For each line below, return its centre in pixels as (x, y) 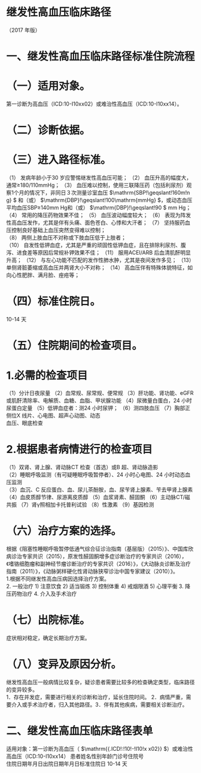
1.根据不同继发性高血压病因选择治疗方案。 (58, 579)
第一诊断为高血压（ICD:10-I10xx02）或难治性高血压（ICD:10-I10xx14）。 (94, 104)
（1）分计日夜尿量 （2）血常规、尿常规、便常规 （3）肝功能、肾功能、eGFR (100, 393)
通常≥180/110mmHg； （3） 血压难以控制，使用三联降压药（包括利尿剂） (96, 185)
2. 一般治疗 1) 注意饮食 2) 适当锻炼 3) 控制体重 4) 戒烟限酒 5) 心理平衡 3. (95, 586)
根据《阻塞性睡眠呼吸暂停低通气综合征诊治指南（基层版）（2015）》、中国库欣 (100, 549)
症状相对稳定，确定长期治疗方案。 (48, 638)
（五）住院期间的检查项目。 (74, 346)
